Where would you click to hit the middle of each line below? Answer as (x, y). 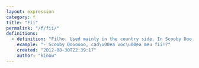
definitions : (22, 34)
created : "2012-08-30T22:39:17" (57, 50)
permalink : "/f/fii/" (33, 28)
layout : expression (30, 12)
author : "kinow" (37, 56)
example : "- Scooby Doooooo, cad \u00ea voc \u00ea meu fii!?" (94, 45)
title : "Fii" (22, 22)
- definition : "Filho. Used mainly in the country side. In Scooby (97, 39)
